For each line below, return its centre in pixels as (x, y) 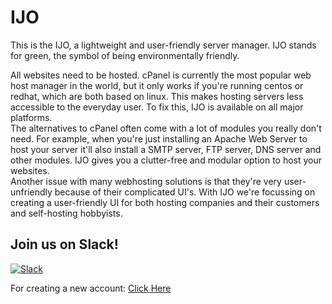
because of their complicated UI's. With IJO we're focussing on (185, 192)
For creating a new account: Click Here (91, 288)
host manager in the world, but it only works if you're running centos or (157, 85)
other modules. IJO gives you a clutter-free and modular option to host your (166, 160)
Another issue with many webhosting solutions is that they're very (146, 181)
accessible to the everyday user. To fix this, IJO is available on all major (157, 107)
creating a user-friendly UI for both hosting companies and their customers (165, 202)
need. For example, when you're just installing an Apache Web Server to (159, 138)
